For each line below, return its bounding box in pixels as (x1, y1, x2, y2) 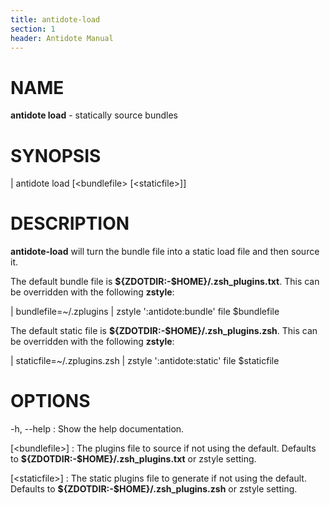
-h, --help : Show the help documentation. (10, 423, 185, 435)
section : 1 (10, 24, 56, 34)
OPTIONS (10, 390, 91, 413)
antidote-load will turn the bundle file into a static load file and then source (10, 246, 320, 258)
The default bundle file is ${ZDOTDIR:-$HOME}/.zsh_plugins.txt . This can (10, 276, 320, 288)
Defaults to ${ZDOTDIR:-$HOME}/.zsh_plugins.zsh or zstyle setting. (10, 483, 298, 495)
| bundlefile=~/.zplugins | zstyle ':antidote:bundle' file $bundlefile (10, 306, 280, 318)
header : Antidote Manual (10, 33, 114, 43)
